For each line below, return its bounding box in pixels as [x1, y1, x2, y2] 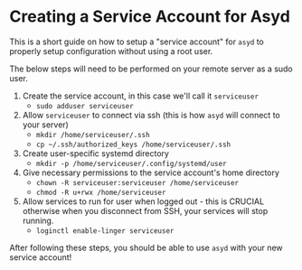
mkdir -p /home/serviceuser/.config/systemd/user [35, 159, 228, 168]
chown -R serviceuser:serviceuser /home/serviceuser [35, 178, 240, 187]
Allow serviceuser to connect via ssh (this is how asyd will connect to [22, 109, 280, 120]
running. [22, 215, 54, 226]
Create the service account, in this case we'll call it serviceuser [22, 90, 260, 101]
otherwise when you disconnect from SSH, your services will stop [22, 205, 269, 216]
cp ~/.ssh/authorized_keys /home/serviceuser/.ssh [35, 140, 231, 149]
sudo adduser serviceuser [35, 101, 134, 110]
